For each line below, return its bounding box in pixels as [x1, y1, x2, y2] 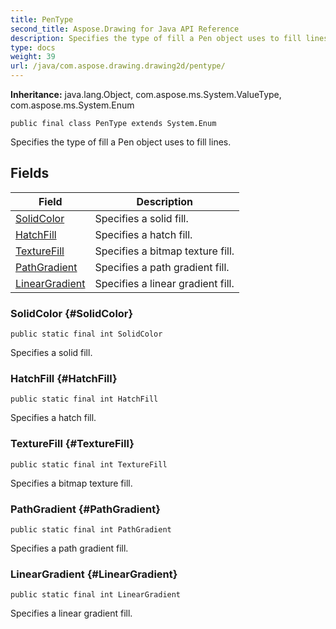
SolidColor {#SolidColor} [10, 306, 134, 320]
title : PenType [10, 14, 74, 25]
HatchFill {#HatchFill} [10, 372, 118, 386]
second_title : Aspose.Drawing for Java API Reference [10, 24, 240, 34]
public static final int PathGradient [10, 525, 172, 535]
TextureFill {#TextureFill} [10, 437, 135, 451]
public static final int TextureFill [10, 459, 168, 470]
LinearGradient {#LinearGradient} [10, 567, 178, 581]
